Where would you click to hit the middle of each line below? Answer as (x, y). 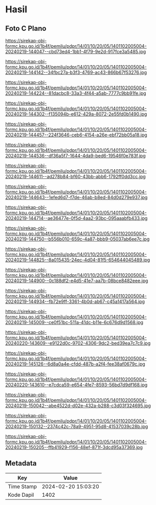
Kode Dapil (21, 495)
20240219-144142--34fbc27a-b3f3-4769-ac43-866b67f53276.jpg (76, 72)
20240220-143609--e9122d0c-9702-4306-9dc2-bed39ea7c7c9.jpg (78, 343)
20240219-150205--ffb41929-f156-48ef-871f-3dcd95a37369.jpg (74, 447)
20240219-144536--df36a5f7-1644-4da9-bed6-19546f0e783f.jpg (75, 156)
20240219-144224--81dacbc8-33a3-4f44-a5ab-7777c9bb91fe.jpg (76, 93)
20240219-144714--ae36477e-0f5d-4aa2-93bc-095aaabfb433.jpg (76, 218)
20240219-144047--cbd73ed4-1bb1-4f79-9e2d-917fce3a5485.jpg (76, 52)
